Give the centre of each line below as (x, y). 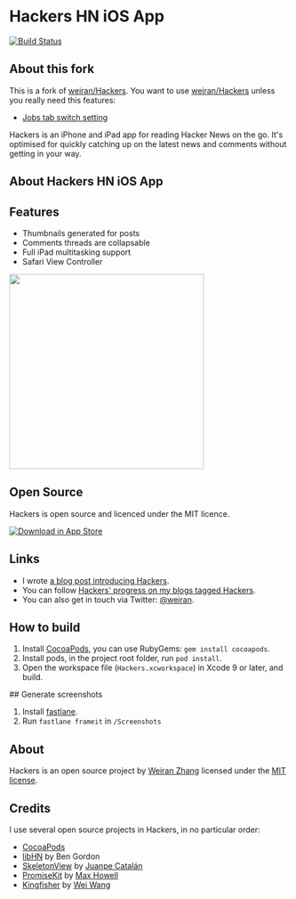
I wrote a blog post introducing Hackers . (96, 580)
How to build (45, 627)
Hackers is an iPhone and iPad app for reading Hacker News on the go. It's (146, 135)
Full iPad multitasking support (76, 252)
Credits (30, 808)
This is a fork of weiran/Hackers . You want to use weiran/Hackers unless (142, 90)
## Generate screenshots (56, 695)
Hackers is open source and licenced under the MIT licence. (120, 513)
